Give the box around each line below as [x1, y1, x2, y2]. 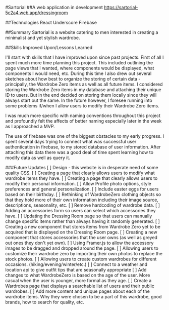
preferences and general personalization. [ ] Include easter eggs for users [5, 186, 159, 192]
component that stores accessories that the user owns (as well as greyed [5, 235, 158, 240]
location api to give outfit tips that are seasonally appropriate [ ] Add [5, 267, 147, 273]
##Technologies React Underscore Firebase [5, 20, 97, 25]
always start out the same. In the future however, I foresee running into [5, 97, 152, 103]
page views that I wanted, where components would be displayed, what [5, 65, 154, 71]
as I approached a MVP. [5, 124, 55, 129]
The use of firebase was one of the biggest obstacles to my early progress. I [5, 133, 164, 139]
